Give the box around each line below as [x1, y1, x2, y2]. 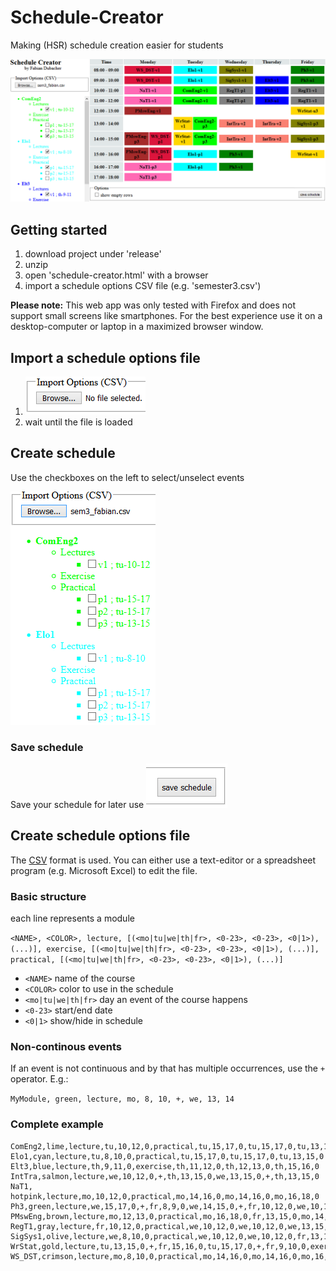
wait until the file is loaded [24, 416, 133, 428]
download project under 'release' [24, 248, 162, 260]
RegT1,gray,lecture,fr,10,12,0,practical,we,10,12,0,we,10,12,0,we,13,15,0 [10, 1221, 333, 1231]
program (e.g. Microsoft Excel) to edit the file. [10, 864, 198, 876]
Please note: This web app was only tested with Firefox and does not [10, 299, 297, 311]
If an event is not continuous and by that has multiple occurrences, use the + [10, 1062, 326, 1075]
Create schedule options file [10, 827, 191, 845]
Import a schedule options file [10, 349, 201, 366]
